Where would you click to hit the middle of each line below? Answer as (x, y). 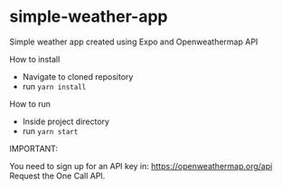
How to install (35, 59)
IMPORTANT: (34, 148)
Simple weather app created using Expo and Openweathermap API (134, 42)
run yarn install (54, 86)
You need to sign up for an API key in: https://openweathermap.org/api (141, 166)
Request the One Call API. (57, 176)
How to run (30, 104)
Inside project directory (66, 121)
